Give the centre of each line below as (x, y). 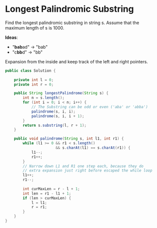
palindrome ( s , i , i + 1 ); (58, 116)
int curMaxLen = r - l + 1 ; (51, 189)
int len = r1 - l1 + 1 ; (47, 193)
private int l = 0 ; (34, 80)
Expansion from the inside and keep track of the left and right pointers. (77, 61)
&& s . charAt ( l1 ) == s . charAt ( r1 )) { (93, 148)
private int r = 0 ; (34, 85)
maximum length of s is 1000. (35, 28)
